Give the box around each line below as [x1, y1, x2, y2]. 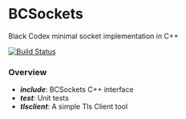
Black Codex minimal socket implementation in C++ [8, 31, 179, 41]
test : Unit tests [19, 93, 70, 103]
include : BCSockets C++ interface [19, 85, 134, 94]
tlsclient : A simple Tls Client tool [19, 101, 128, 112]
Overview [8, 66, 47, 77]
